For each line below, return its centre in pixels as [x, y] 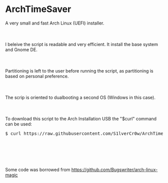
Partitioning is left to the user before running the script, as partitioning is [79, 70]
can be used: [19, 124]
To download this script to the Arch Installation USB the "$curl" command [81, 118]
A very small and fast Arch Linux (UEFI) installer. [55, 23]
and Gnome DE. [21, 49]
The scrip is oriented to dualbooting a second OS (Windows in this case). [80, 97]
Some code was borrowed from [38, 169]
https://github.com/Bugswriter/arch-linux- [114, 169]
